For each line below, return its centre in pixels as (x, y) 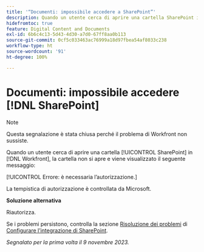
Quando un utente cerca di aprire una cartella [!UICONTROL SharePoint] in (100, 152)
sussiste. (17, 140)
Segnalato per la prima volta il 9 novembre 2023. (68, 242)
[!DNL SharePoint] (53, 105)
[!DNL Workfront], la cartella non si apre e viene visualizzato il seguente (96, 158)
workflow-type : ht (29, 46)
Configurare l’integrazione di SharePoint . (57, 230)
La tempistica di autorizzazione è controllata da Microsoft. (79, 188)
